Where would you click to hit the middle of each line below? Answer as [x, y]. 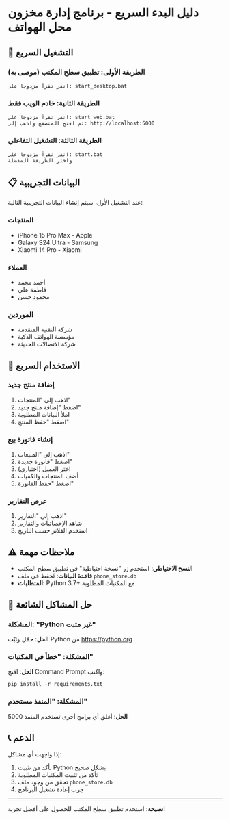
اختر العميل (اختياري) [44, 469]
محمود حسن [33, 296]
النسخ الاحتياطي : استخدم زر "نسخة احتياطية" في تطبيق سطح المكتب [105, 569]
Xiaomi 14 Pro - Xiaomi [49, 249]
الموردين [20, 314]
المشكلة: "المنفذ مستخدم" [48, 702]
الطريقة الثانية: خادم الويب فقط [54, 103]
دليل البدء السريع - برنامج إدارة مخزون [103, 13]
